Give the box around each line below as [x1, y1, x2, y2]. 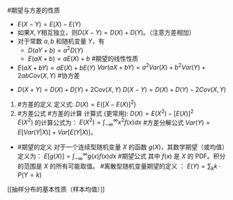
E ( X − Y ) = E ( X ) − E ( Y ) [17, 20, 82, 28]
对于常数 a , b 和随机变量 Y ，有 [17, 37, 105, 45]
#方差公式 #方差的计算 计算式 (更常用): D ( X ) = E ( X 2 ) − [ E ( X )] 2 [17, 107, 194, 117]
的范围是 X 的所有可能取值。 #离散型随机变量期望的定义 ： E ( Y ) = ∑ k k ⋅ [17, 162, 221, 172]
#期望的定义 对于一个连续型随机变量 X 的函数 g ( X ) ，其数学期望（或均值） [17, 143, 225, 151]
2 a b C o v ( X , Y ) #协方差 [17, 72, 80, 80]
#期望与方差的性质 [7, 6, 61, 14]
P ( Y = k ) [17, 171, 42, 179]
